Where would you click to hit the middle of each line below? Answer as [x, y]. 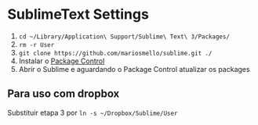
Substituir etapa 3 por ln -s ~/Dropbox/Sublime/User [93, 112]
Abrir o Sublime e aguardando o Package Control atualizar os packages [134, 69]
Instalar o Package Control [62, 61]
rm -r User [36, 45]
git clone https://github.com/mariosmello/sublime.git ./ [115, 53]
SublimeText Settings [78, 14]
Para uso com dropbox [64, 94]
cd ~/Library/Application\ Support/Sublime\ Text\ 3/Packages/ [124, 37]
